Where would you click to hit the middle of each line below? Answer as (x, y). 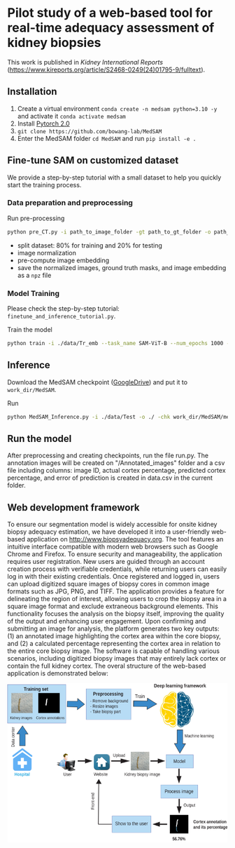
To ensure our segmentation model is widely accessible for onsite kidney (112, 525)
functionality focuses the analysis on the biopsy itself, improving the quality (116, 614)
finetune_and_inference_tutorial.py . (62, 316)
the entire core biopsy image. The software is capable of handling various (114, 651)
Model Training (34, 293)
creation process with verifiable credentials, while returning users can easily (117, 569)
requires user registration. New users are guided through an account (106, 562)
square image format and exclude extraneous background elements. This (113, 606)
